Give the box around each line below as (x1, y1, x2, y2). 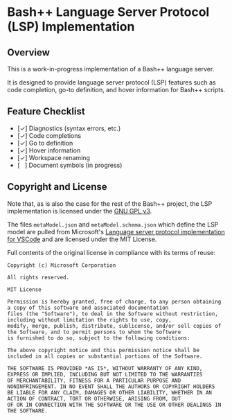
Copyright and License (7, 181, 107, 193)
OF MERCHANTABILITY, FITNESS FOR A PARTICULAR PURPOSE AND (7, 377, 181, 384)
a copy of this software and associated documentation (7, 304, 169, 311)
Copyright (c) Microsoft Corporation (7, 261, 116, 269)
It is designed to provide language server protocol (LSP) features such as (7, 78, 216, 87)
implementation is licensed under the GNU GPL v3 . (7, 207, 152, 215)
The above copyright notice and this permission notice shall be (7, 347, 199, 353)
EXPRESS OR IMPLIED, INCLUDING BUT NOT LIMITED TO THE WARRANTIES (7, 371, 203, 378)
